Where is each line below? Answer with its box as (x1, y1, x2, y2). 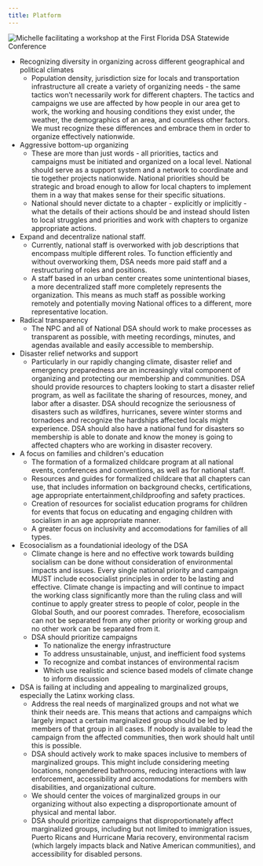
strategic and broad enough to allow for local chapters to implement (31, 181, 251, 191)
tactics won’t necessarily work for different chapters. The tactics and (31, 90, 255, 99)
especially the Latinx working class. (19, 690, 135, 700)
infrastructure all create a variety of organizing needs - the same (31, 82, 241, 91)
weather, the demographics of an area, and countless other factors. (31, 115, 250, 124)
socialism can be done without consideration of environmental (31, 557, 233, 566)
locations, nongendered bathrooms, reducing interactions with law (31, 766, 247, 775)
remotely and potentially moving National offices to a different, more (31, 298, 253, 308)
